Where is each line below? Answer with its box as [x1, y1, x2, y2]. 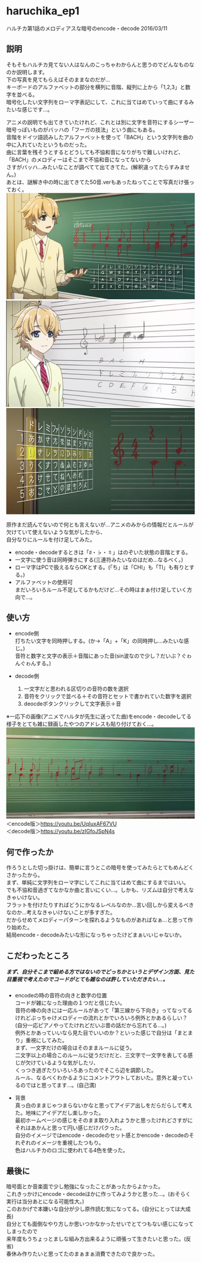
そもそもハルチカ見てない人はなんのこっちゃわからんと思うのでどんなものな [6, 61, 194, 68]
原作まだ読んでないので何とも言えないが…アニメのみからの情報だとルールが [6, 521, 194, 528]
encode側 [14, 629, 39, 637]
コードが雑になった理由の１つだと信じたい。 [14, 999, 126, 1006]
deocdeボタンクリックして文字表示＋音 [23, 700, 121, 707]
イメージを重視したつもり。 [35, 1139, 105, 1146]
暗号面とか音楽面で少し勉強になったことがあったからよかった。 [6, 1183, 163, 1190]
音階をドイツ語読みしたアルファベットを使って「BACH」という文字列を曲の [6, 133, 194, 141]
